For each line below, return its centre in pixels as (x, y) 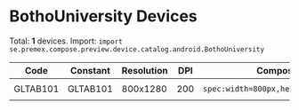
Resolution (145, 70)
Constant (90, 70)
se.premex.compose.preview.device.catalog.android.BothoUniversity (137, 49)
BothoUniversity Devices (103, 16)
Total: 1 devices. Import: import (66, 41)
